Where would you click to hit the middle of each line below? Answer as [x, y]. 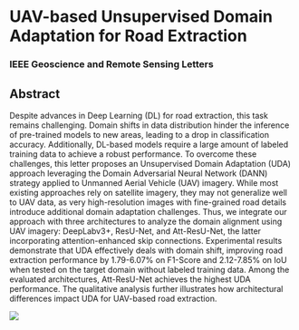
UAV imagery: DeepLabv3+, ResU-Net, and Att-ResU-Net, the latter [135, 231]
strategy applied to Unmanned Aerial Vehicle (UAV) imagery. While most [144, 182]
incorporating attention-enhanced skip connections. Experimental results [146, 240]
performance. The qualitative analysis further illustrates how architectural [146, 288]
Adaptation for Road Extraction [128, 36]
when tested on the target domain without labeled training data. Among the [149, 269]
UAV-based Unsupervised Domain [141, 17]
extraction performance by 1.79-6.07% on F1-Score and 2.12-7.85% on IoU [148, 259]
